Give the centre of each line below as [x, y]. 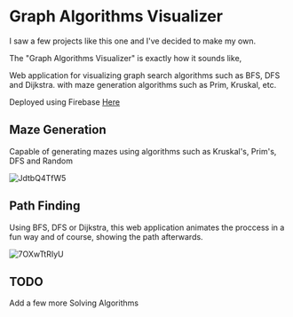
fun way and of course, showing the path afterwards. [106, 236]
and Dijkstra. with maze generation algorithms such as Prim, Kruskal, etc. [143, 84]
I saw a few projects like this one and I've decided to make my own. [132, 41]
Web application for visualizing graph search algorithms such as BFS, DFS [145, 75]
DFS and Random [41, 161]
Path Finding [45, 206]
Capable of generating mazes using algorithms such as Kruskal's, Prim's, [143, 151]
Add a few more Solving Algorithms [74, 303]
